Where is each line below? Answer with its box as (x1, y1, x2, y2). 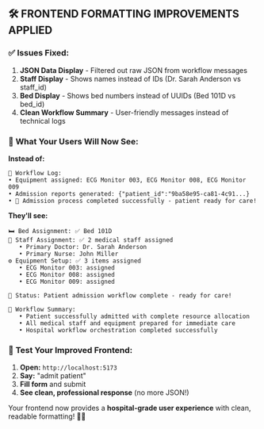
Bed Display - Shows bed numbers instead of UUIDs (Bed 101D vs (19, 90, 236, 100)
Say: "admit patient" (19, 371, 87, 381)
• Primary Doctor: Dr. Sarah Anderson (18, 243, 147, 251)
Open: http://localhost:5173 (19, 362, 117, 372)
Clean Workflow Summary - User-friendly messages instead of (19, 107, 229, 117)
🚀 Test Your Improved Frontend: (8, 344, 133, 355)
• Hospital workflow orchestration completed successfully (18, 326, 218, 334)
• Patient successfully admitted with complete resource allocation (18, 312, 250, 320)
